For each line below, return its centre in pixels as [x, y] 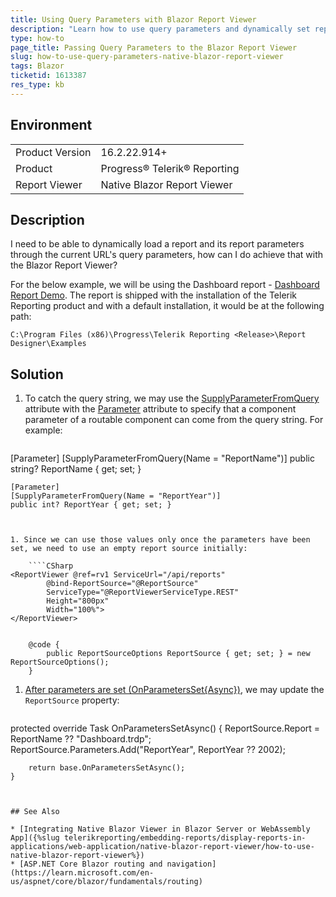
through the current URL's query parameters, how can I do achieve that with [167, 255]
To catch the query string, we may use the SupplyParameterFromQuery [172, 398]
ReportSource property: [72, 700]
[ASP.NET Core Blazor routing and [91, 864]
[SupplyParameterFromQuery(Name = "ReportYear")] [116, 496]
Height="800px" [78, 601]
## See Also [35, 812]
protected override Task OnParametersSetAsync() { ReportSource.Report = [165, 728]
